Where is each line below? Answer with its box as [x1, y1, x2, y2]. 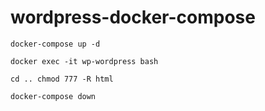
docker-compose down [10, 91, 97, 101]
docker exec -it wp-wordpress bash [10, 56, 159, 66]
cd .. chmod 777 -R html [10, 74, 114, 84]
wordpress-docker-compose [10, 6, 256, 29]
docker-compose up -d [10, 39, 101, 49]
